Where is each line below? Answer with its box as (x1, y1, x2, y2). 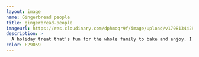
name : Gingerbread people (6, 14, 70, 20)
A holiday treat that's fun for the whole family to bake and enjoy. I (11, 36, 192, 42)
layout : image (6, 8, 41, 15)
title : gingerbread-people (6, 20, 73, 26)
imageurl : (6, 25, 31, 31)
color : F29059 (6, 42, 41, 48)
